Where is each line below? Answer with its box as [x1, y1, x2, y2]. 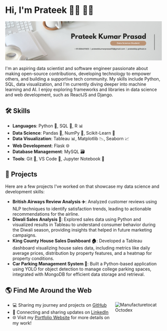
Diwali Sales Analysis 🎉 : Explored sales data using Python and [12, 216, 141, 222]
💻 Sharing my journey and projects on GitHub [12, 302, 107, 308]
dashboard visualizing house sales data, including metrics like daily [12, 245, 150, 250]
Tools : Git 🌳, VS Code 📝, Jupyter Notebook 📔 [12, 156, 105, 162]
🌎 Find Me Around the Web [5, 286, 92, 295]
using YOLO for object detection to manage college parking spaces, [12, 266, 152, 272]
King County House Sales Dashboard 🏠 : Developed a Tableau [12, 238, 143, 244]
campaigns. [12, 232, 37, 238]
